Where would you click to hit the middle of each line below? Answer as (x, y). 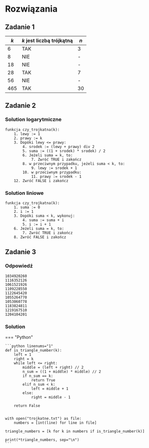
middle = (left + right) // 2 (53, 367)
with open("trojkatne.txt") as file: (43, 418)
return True (43, 380)
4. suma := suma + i (43, 220)
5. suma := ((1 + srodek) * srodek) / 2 (64, 151)
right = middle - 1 (51, 397)
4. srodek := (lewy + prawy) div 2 (59, 147)
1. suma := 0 (27, 207)
